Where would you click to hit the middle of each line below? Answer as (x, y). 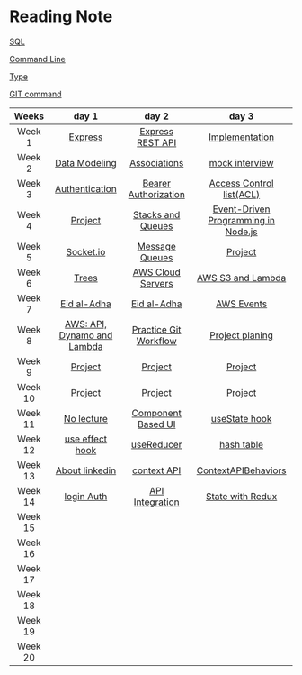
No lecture (85, 418)
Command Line (37, 59)
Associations (156, 162)
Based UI (157, 424)
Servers (156, 283)
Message (157, 246)
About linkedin (86, 470)
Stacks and (157, 214)
